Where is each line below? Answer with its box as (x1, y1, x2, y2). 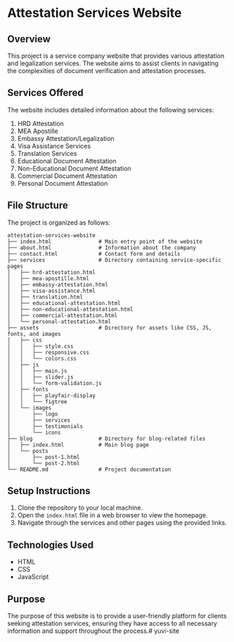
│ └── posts (7, 447, 49, 455)
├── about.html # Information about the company (7, 244, 197, 251)
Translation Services (17, 149, 77, 158)
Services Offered (7, 87, 84, 99)
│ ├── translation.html (7, 294, 83, 301)
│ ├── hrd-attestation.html (7, 269, 96, 276)
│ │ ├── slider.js (7, 373, 74, 381)
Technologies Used (7, 539, 93, 550)
